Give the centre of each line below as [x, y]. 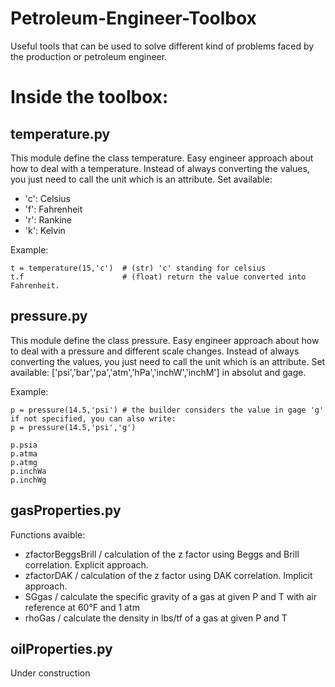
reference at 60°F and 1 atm [82, 607]
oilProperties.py [61, 648]
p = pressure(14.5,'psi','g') [73, 427]
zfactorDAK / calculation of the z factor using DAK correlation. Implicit [168, 575]
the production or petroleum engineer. [89, 56]
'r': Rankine [48, 219]
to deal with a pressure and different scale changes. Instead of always [155, 351]
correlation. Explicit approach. [86, 564]
